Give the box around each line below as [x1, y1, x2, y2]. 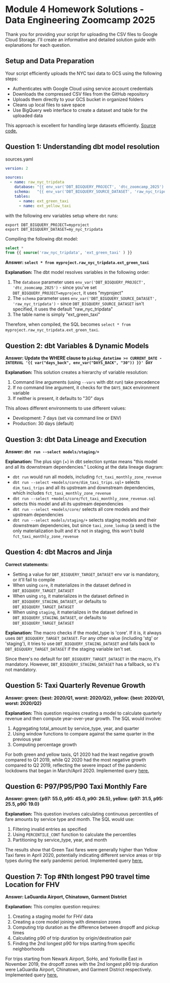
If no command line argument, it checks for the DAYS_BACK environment [12, 385, 159, 391]
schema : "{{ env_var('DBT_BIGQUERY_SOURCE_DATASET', [14, 189, 133, 194]
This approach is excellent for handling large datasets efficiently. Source [5, 122, 156, 128]
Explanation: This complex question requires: [5, 904, 101, 910]
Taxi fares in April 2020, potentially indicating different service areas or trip [5, 852, 162, 858]
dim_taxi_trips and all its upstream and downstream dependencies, [12, 484, 155, 490]
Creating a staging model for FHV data [12, 913, 93, 919]
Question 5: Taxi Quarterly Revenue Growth [5, 681, 146, 690]
